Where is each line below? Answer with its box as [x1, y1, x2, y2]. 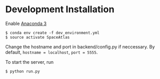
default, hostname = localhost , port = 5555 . [5, 49, 98, 55]
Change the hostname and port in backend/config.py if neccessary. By [5, 43, 155, 49]
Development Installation [5, 4, 114, 15]
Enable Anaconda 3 [5, 20, 47, 27]
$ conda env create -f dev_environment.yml [5, 30, 100, 35]
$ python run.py [5, 69, 40, 74]
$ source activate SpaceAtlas [5, 35, 70, 40]
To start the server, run [5, 59, 54, 65]
